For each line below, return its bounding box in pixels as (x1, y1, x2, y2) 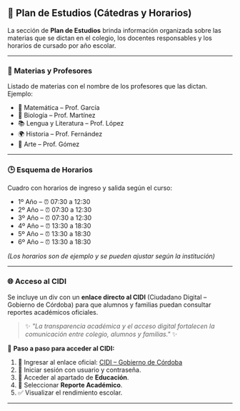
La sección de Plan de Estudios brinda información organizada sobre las (7, 26, 221, 34)
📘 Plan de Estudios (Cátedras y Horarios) (7, 7, 192, 19)
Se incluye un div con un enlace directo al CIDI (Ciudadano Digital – (7, 293, 207, 301)
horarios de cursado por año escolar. (7, 41, 116, 50)
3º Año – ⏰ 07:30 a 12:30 (17, 213, 92, 222)
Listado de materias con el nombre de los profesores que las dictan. (7, 82, 208, 91)
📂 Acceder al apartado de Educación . (17, 372, 129, 382)
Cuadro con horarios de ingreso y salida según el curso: (7, 183, 173, 193)
